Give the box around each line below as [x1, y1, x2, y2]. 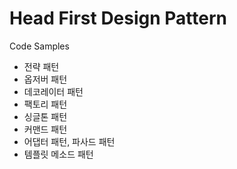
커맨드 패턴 [23, 123, 68, 135]
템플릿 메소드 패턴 [23, 148, 94, 160]
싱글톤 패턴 [23, 110, 68, 122]
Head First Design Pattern [9, 7, 228, 30]
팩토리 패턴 [23, 98, 68, 110]
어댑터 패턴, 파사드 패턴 [23, 135, 116, 147]
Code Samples [9, 40, 70, 52]
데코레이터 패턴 [23, 85, 84, 97]
